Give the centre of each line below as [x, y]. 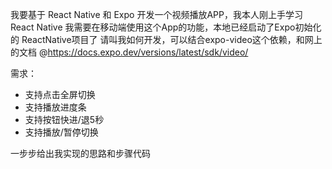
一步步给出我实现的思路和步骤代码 [80, 153]
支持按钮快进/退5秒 [64, 119]
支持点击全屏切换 [60, 94]
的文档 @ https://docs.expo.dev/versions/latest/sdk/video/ [129, 52]
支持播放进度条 [55, 107]
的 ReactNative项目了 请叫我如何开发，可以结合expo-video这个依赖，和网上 [166, 39]
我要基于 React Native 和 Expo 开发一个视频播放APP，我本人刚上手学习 [156, 14]
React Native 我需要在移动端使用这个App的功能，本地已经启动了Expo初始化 [166, 27]
